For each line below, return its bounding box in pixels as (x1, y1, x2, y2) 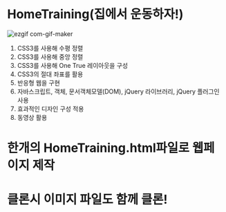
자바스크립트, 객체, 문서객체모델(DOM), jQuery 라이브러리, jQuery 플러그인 (17, 87, 220, 96)
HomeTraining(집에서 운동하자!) (7, 6, 184, 22)
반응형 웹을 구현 (17, 78, 60, 87)
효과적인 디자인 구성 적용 (17, 105, 84, 113)
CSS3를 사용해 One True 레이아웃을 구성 (17, 61, 129, 69)
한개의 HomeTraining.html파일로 (7, 140, 190, 156)
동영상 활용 (17, 113, 48, 121)
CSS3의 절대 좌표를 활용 (17, 70, 84, 78)
